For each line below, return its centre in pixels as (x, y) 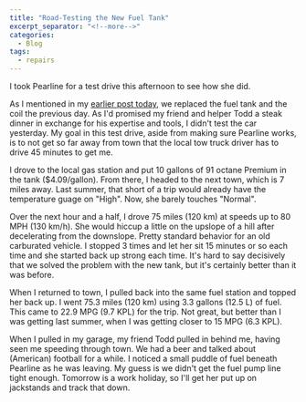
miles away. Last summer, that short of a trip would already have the (138, 189)
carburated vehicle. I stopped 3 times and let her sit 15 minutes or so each (149, 246)
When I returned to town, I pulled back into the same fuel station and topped (153, 292)
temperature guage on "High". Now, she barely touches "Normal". (133, 199)
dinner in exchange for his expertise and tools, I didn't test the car (133, 123)
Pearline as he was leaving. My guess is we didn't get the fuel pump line (145, 368)
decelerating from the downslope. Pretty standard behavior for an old (140, 236)
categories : (32, 35)
